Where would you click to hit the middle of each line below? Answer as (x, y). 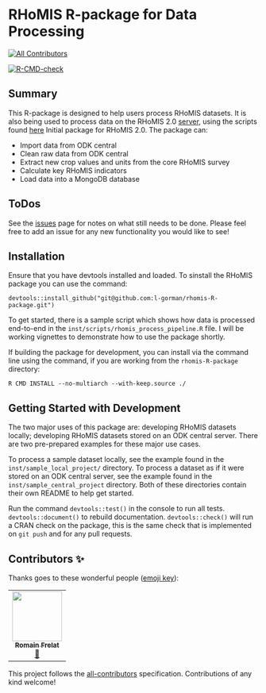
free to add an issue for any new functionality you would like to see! (119, 231)
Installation (37, 256)
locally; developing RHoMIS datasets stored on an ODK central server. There (133, 436)
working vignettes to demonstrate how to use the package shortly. (117, 337)
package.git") (32, 306)
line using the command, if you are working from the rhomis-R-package (123, 361)
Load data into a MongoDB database (80, 179)
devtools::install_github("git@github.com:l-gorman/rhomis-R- (113, 298)
